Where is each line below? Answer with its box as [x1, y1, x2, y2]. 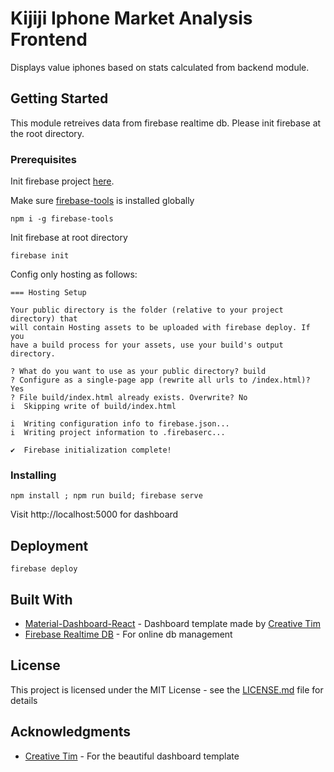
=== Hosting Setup [10, 288, 87, 298]
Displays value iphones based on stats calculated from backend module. [10, 61, 310, 73]
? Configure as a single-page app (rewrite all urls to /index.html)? [10, 375, 311, 386]
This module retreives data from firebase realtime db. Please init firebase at [10, 117, 322, 129]
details [10, 694, 38, 706]
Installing [10, 468, 57, 482]
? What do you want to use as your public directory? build [10, 367, 267, 377]
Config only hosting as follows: [10, 268, 138, 281]
